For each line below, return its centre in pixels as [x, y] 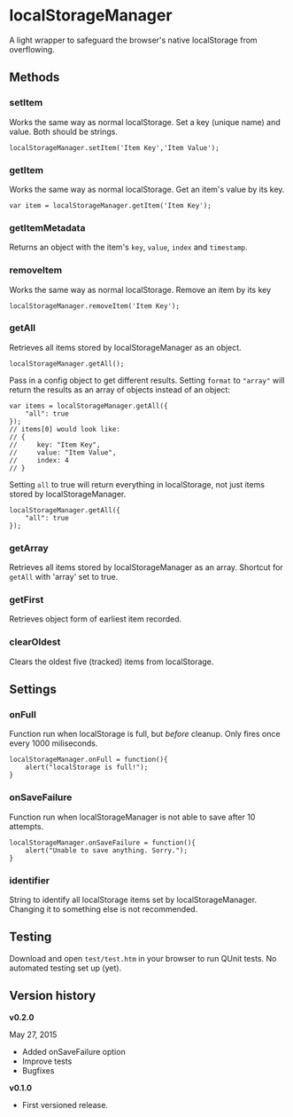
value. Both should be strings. [63, 131]
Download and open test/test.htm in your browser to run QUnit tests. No [143, 958]
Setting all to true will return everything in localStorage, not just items [137, 484]
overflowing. [32, 49]
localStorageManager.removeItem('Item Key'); [94, 306]
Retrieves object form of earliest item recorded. [96, 619]
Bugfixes [38, 1070]
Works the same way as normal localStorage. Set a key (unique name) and [145, 122]
